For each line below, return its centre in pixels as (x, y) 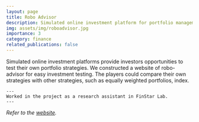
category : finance (29, 39)
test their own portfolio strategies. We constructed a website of (83, 68)
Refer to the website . (31, 113)
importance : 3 (24, 34)
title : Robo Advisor (32, 17)
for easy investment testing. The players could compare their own (106, 74)
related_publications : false (42, 45)
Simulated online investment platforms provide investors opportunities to (95, 61)
